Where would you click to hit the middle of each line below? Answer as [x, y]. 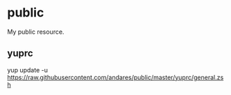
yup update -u [28, 70]
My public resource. [36, 32]
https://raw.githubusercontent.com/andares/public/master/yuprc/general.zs [115, 77]
